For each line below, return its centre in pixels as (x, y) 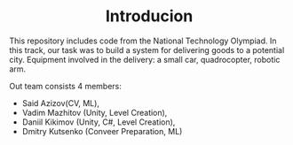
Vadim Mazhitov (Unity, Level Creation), (95, 112)
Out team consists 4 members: (66, 86)
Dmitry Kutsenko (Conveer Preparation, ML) (102, 131)
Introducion (149, 16)
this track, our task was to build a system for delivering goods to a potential (147, 50)
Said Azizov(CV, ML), (61, 103)
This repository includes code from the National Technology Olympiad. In (143, 41)
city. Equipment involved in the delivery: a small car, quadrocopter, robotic (145, 59)
